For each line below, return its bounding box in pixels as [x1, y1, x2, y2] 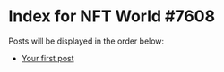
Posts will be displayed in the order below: [8, 36, 165, 46]
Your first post [21, 52, 74, 63]
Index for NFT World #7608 [8, 6, 216, 27]
